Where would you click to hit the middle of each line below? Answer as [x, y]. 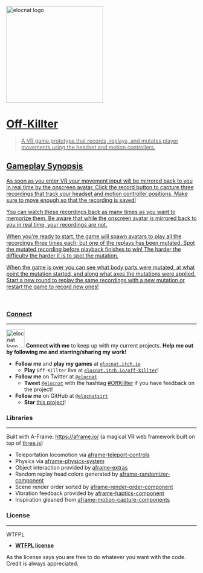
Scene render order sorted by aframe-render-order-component [94, 487]
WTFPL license [34, 545]
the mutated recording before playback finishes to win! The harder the [94, 249]
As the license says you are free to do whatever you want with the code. [96, 557]
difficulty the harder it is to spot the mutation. [63, 255]
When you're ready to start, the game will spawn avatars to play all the [94, 236]
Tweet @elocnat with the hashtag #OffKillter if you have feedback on [109, 383]
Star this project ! [45, 403]
